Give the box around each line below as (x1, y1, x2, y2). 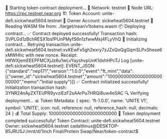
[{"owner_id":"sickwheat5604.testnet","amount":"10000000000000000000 (5, 73, 162, 79)
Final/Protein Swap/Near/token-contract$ (53, 128, 139, 134)
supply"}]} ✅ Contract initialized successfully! (54, 79, 149, 85)
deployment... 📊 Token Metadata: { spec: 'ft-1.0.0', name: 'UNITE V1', (5, 98, 148, 103)
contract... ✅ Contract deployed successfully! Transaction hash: (5, 31, 138, 36)
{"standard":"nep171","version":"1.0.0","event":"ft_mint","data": (5, 68, 134, 74)
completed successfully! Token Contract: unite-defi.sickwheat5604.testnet (5, 118, 160, 123)
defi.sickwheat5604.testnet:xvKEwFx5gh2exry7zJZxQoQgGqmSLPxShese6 (5, 47, 162, 53)
